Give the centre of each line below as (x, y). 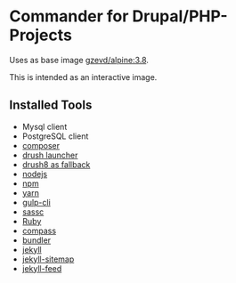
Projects (41, 35)
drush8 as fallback (56, 164)
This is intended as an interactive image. (83, 77)
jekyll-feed (42, 268)
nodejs (34, 174)
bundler (37, 240)
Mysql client (45, 126)
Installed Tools (51, 105)
